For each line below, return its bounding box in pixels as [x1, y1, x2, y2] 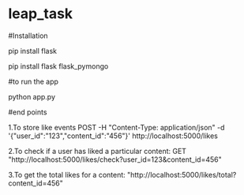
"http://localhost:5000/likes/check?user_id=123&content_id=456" [8, 155, 223, 164]
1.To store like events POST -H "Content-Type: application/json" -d [8, 122, 225, 132]
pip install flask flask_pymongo [8, 61, 109, 71]
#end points [8, 107, 47, 117]
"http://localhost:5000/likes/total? [126, 170, 237, 179]
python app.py [8, 92, 56, 101]
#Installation [8, 31, 49, 40]
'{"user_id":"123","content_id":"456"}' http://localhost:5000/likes [8, 131, 219, 141]
